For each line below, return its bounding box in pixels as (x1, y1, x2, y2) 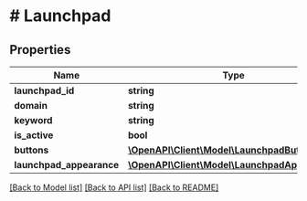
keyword (14, 114, 53, 126)
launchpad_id (14, 84, 75, 97)
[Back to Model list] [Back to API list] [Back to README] (9, 182, 219, 193)
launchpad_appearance (14, 159, 120, 171)
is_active (14, 129, 54, 142)
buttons (14, 143, 49, 156)
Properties (9, 42, 71, 58)
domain (14, 100, 48, 111)
